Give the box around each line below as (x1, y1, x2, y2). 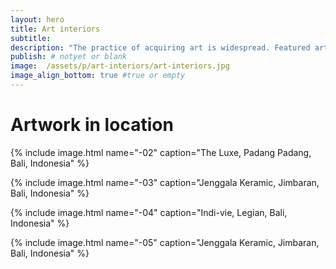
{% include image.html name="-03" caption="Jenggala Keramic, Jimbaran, (10, 176, 320, 188)
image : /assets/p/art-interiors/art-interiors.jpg (10, 61, 230, 71)
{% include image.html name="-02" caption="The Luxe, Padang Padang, (10, 146, 312, 158)
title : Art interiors (10, 24, 101, 34)
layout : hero (10, 14, 65, 25)
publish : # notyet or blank (10, 52, 128, 62)
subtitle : (10, 33, 52, 43)
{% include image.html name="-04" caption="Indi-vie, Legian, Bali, (10, 206, 288, 218)
